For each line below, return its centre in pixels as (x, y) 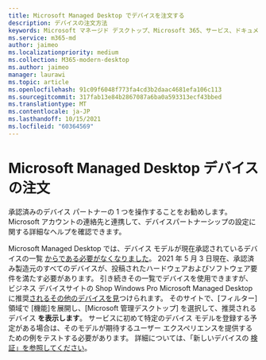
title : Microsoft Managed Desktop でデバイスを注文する (96, 15)
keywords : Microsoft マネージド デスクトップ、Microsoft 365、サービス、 (122, 30)
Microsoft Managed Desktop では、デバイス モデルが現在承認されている (126, 248)
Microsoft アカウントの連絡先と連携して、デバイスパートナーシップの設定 (129, 221)
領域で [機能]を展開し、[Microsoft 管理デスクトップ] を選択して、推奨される (132, 308)
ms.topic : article (39, 82)
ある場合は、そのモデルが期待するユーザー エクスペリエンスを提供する (137, 327)
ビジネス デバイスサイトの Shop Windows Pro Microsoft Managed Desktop (131, 288)
